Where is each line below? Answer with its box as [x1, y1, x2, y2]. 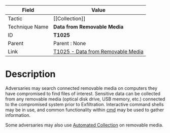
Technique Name [8, 23, 49, 30]
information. [5, 112, 31, 118]
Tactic [8, 15, 23, 22]
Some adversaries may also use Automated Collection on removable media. [5, 122, 163, 128]
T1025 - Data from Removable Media [53, 48, 144, 55]
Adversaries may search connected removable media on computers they [5, 85, 158, 91]
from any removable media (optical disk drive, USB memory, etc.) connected [5, 96, 165, 102]
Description [5, 69, 56, 80]
